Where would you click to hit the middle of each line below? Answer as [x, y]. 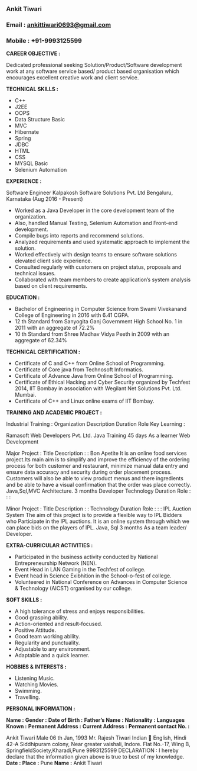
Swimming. [28, 691]
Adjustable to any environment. [52, 649]
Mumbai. [25, 395]
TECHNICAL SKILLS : [32, 89]
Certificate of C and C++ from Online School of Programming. [90, 364]
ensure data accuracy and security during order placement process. [89, 472]
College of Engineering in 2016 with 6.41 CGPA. [72, 315]
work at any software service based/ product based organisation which [93, 71]
